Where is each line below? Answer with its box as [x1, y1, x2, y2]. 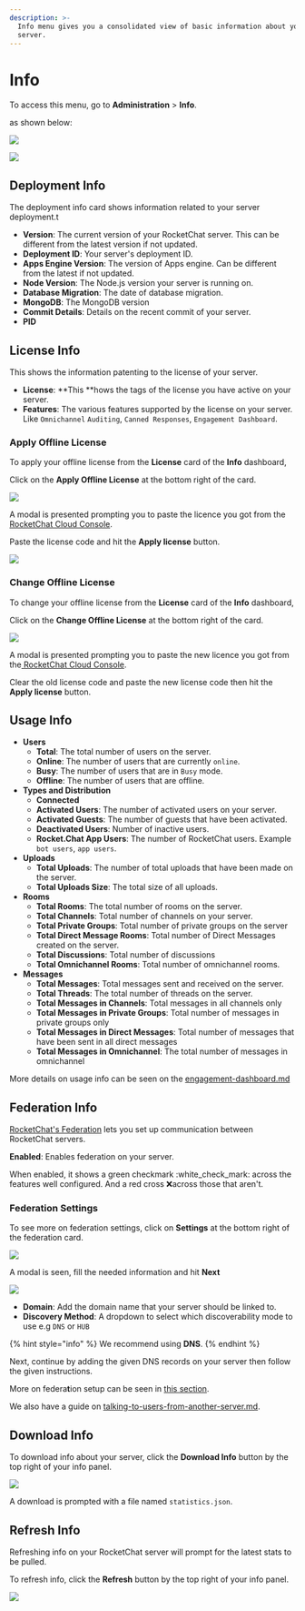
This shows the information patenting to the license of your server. [9, 366, 259, 378]
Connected [35, 795, 80, 805]
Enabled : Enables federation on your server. [9, 1151, 174, 1162]
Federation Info [9, 1099, 98, 1115]
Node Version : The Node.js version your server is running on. [22, 278, 254, 289]
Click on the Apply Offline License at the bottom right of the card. [9, 474, 257, 485]
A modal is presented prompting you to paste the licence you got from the [9, 509, 286, 520]
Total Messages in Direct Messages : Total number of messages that [35, 1027, 295, 1038]
